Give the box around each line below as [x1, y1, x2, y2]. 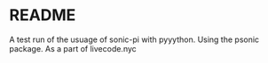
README [9, 5, 76, 25]
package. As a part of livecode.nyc [9, 43, 138, 53]
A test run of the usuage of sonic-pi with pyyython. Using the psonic [9, 34, 260, 45]
